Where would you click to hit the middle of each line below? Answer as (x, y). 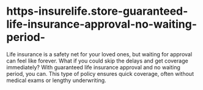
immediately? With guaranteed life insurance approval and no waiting (93, 67)
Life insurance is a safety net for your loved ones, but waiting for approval (99, 54)
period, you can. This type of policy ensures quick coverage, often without (100, 73)
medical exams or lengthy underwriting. (56, 80)
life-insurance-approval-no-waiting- (102, 24)
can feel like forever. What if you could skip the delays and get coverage (97, 61)
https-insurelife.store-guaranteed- (97, 11)
